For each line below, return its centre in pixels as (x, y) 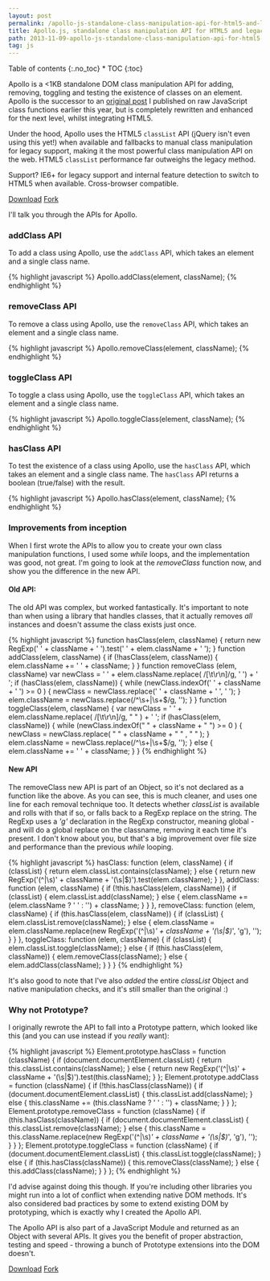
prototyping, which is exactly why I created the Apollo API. (105, 1212)
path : (17, 38)
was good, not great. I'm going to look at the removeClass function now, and (135, 563)
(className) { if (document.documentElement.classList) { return (115, 1060)
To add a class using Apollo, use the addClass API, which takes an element (131, 253)
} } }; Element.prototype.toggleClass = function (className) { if (113, 1145)
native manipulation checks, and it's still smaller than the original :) (119, 989)
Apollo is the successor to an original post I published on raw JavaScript (128, 101)
